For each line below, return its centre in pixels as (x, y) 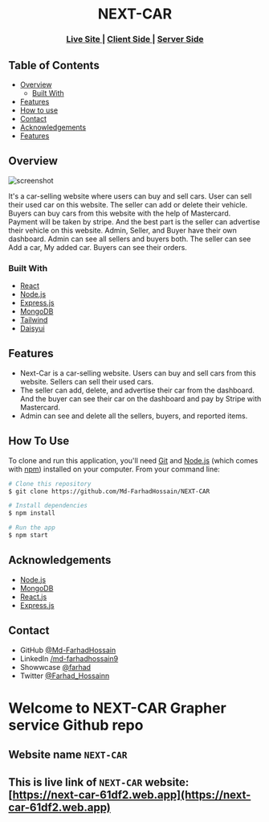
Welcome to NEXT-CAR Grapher (117, 708)
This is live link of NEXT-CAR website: (99, 782)
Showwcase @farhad (55, 667)
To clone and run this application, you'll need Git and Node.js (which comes (133, 460)
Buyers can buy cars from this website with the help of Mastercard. (120, 213)
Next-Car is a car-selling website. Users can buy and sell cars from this (138, 373)
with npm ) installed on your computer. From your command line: (114, 469)
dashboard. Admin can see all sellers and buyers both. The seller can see (130, 239)
